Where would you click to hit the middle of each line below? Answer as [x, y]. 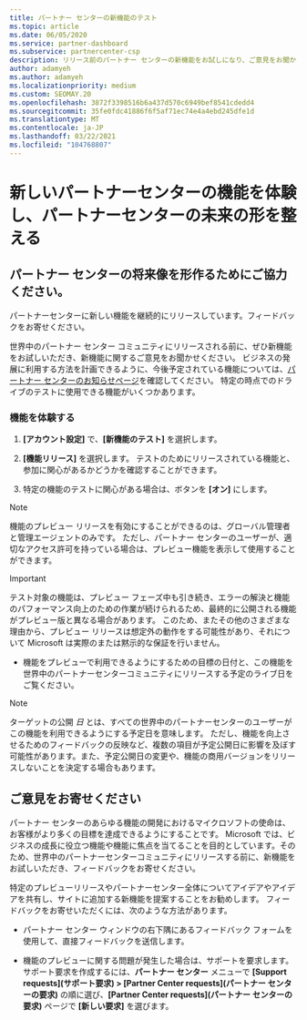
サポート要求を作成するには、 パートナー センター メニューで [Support [154, 972]
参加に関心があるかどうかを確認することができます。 [122, 470]
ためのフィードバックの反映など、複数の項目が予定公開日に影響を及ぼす [161, 745]
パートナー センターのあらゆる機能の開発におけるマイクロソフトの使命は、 [150, 822]
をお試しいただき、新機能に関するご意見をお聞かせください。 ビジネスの [146, 357]
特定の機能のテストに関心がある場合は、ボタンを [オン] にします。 [147, 489]
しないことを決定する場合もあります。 [89, 768]
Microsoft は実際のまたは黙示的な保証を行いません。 [126, 643]
